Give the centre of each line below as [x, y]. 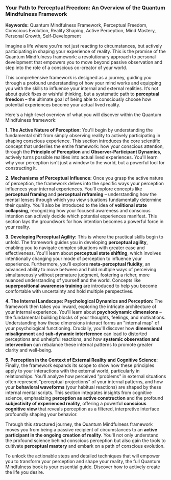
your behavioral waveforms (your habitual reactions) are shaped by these [83, 387]
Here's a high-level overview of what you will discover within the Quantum [83, 115]
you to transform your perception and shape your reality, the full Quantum [83, 462]
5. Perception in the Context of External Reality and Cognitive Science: [82, 360]
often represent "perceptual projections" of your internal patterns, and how [84, 382]
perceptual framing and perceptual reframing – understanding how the [81, 194]
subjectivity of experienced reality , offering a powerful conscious [76, 404]
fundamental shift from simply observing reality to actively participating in [83, 136]
